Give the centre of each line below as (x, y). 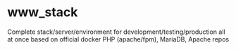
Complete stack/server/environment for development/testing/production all (116, 32)
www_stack (43, 12)
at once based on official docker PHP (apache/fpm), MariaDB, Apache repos (118, 39)
